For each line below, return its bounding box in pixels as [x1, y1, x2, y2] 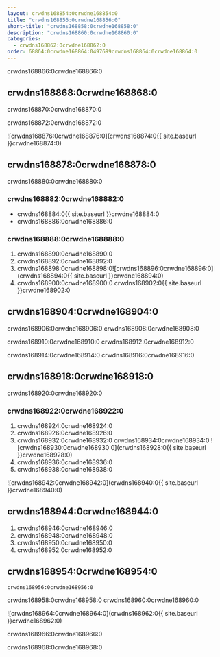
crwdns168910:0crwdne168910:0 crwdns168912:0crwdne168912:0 [7, 337, 194, 346]
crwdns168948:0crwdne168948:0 [16, 531, 113, 539]
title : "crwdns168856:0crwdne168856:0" [7, 16, 121, 23]
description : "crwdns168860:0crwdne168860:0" [7, 29, 139, 36]
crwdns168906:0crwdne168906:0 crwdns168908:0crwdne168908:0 [7, 324, 200, 333]
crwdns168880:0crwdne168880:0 [7, 177, 103, 185]
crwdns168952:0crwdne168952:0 [16, 546, 112, 554]
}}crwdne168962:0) [7, 617, 62, 625]
